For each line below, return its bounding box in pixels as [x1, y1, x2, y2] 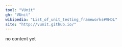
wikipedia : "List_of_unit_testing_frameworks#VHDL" [5, 17, 117, 22]
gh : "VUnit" [5, 12, 31, 17]
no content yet [5, 36, 36, 42]
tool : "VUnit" [5, 7, 36, 13]
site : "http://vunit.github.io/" [5, 21, 77, 27]
